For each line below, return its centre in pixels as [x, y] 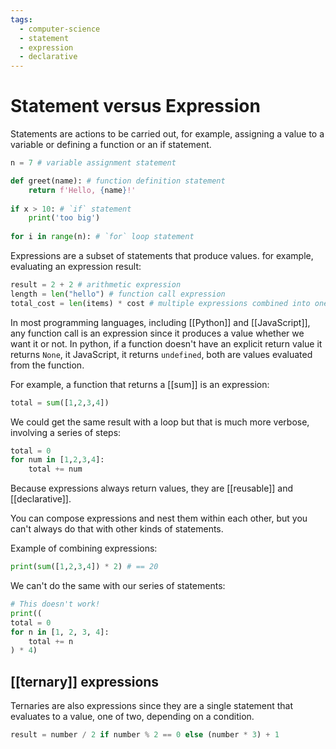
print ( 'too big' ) [64, 218]
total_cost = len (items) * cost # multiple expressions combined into [160, 303]
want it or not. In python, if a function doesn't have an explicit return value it [166, 343]
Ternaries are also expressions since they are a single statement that [152, 706]
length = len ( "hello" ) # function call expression [118, 294]
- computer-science [60, 29]
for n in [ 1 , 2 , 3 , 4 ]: [60, 632]
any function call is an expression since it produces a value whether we [157, 333]
